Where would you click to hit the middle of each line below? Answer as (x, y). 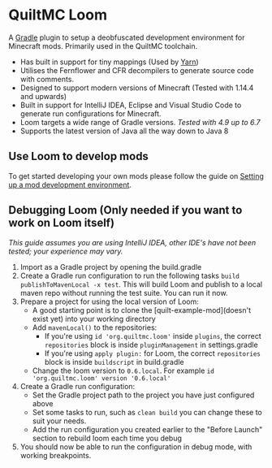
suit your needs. (59, 421)
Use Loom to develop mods (78, 156)
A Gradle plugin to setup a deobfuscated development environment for (127, 37)
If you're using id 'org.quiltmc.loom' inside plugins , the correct (153, 336)
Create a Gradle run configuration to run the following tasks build (130, 275)
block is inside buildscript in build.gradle (114, 362)
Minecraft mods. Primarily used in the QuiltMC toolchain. (103, 45)
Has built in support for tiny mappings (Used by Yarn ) (109, 62)
